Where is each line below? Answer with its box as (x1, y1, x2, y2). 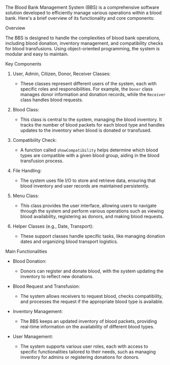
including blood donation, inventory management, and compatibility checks (5, 40, 163, 46)
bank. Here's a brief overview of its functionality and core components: (5, 15, 155, 21)
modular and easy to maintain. (5, 51, 69, 57)
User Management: (12, 333, 53, 340)
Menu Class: (12, 193, 39, 199)
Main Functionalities (5, 249, 47, 254)
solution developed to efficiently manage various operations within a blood (5, 10, 162, 16)
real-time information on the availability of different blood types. (20, 324, 155, 329)
